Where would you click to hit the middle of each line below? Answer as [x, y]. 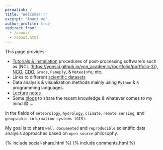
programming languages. [38, 87]
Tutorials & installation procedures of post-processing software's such [84, 61]
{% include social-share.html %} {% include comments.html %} [70, 143]
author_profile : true [28, 24]
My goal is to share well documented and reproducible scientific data [75, 128]
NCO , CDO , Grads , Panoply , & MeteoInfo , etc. [57, 72]
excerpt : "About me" [27, 19]
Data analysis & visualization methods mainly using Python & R [76, 82]
